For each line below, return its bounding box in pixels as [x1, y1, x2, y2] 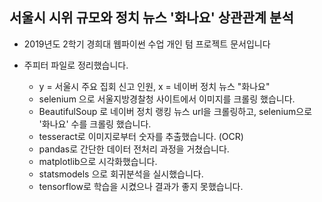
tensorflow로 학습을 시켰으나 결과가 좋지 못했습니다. [38, 180, 244, 192]
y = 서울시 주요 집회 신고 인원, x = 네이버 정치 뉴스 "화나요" [38, 80, 271, 92]
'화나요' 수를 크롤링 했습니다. [38, 118, 152, 130]
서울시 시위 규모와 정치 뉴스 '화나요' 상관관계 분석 [9, 9, 294, 27]
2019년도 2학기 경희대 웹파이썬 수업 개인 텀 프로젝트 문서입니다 [23, 38, 271, 50]
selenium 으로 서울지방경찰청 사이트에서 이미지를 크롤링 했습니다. [38, 93, 296, 105]
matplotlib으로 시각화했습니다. [38, 155, 158, 167]
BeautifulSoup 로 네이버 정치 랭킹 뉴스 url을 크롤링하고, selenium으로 [38, 105, 313, 117]
